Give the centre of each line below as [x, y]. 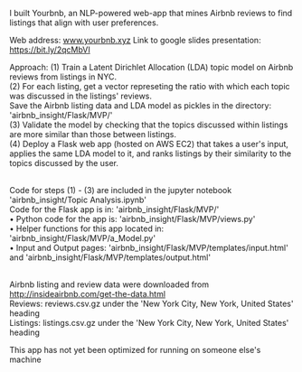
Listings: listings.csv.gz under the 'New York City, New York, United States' [149, 323]
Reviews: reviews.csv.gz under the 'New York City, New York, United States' [151, 303]
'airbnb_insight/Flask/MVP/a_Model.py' [83, 238]
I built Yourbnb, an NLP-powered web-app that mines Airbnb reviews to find [151, 13]
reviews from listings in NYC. [63, 77]
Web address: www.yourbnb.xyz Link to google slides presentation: [135, 40]
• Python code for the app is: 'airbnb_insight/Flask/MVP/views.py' [132, 219]
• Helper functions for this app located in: [87, 228]
